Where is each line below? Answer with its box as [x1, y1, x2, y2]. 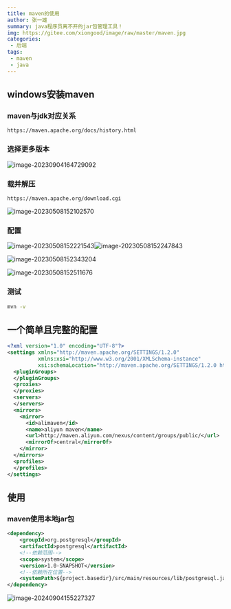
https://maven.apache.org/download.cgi [7, 194, 122, 202]
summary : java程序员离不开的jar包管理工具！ [7, 23, 124, 30]
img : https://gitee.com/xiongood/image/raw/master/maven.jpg [7, 29, 186, 37]
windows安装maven [7, 89, 95, 101]
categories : [7, 36, 41, 43]
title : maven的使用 [7, 10, 60, 17]
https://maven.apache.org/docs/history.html [7, 127, 137, 134]
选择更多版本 [7, 144, 50, 154]
